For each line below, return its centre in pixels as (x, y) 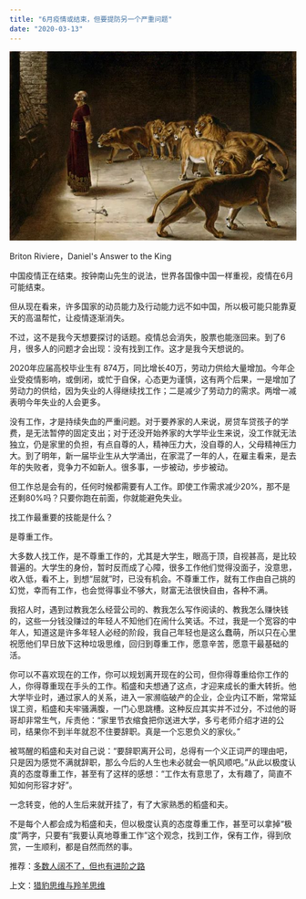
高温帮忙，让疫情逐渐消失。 (77, 318)
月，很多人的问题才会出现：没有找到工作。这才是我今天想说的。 (129, 349)
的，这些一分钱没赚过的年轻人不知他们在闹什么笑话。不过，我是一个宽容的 (149, 621)
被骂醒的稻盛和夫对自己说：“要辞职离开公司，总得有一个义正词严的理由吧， (151, 751)
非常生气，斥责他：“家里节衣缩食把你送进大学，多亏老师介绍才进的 (151, 720)
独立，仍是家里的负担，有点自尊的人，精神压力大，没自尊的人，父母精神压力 (153, 444)
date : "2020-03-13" (46, 29)
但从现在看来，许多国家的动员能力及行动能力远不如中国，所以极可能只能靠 (149, 306)
